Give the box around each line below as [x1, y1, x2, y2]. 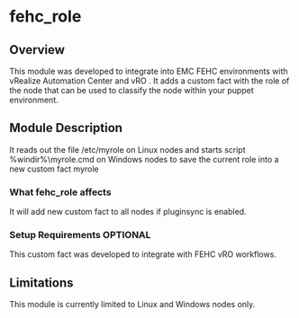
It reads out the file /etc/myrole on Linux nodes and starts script [9, 144, 246, 155]
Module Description [9, 120, 123, 136]
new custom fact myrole [9, 163, 99, 174]
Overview [9, 42, 66, 57]
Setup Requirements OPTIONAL [9, 229, 151, 242]
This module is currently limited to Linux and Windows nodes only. [9, 299, 256, 310]
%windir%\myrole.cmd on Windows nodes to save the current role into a [9, 154, 279, 164]
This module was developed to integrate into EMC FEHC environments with [9, 66, 288, 76]
